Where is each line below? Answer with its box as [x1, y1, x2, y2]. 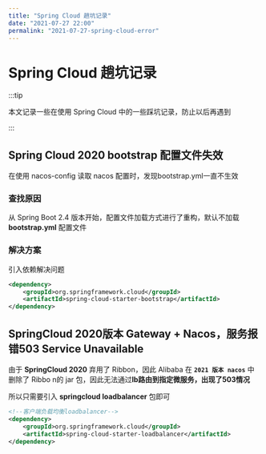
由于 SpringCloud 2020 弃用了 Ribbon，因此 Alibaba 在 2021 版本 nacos [8, 365, 246, 375]
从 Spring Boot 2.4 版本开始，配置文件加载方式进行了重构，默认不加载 [8, 213, 240, 223]
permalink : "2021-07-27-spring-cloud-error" [8, 26, 159, 34]
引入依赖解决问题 [8, 264, 65, 274]
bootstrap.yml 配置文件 [8, 223, 87, 232]
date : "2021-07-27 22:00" [8, 19, 95, 27]
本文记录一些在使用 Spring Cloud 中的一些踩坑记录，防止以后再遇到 [8, 107, 231, 117]
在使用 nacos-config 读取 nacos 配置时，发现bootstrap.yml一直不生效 [8, 171, 239, 181]
